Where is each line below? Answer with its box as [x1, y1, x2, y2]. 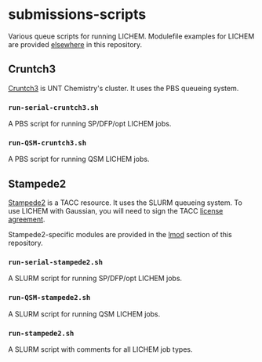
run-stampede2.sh [8, 328, 75, 338]
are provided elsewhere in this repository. [8, 39, 143, 49]
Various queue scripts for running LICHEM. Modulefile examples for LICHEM [8, 31, 255, 41]
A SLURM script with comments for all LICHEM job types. [8, 345, 193, 354]
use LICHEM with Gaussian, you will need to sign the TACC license [8, 207, 224, 216]
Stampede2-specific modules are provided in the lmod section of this [8, 230, 233, 240]
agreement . [8, 214, 45, 225]
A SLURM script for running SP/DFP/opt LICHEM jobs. [8, 273, 183, 283]
